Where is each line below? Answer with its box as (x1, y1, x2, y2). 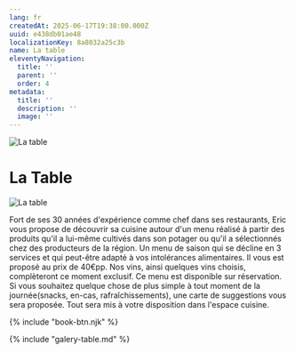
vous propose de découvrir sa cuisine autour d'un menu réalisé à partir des (9, 224, 285, 235)
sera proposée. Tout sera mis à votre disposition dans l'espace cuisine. (9, 300, 269, 310)
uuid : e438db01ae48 (9, 29, 82, 38)
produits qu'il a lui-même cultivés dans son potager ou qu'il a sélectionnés (9, 233, 282, 245)
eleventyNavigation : (9, 54, 86, 63)
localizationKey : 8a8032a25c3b (9, 37, 125, 47)
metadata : (9, 87, 46, 96)
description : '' (17, 104, 77, 113)
